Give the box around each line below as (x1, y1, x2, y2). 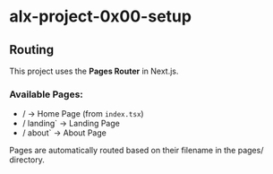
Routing (9, 42, 55, 57)
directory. (9, 154, 45, 165)
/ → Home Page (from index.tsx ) (21, 109, 145, 119)
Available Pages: (9, 88, 83, 100)
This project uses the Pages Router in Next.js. (9, 65, 179, 76)
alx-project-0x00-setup (9, 6, 192, 27)
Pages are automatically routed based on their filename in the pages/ (9, 145, 264, 156)
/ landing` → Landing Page (21, 118, 121, 129)
